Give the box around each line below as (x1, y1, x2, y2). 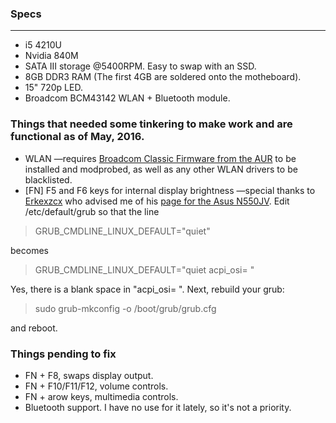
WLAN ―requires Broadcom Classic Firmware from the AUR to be (24, 152, 297, 164)
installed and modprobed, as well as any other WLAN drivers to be (24, 163, 298, 175)
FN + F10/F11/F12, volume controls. (24, 380, 169, 392)
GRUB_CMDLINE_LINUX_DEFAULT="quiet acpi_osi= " (34, 263, 255, 276)
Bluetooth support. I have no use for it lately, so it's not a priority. (24, 401, 292, 413)
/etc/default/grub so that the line (24, 205, 160, 217)
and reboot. (10, 322, 58, 334)
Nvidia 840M (24, 50, 79, 62)
